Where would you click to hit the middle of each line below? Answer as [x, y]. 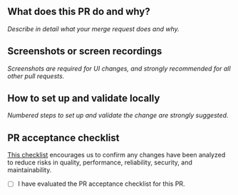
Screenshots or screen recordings [85, 52]
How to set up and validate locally [84, 99]
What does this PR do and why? [79, 12]
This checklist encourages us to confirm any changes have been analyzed [117, 155]
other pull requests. [36, 76]
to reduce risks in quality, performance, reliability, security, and [100, 162]
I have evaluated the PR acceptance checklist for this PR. [101, 184]
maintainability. [30, 170]
